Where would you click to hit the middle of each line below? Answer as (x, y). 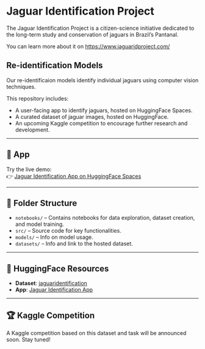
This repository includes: (38, 98)
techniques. (21, 86)
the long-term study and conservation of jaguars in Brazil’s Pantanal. (92, 34)
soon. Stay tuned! (28, 340)
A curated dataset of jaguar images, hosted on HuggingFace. (92, 116)
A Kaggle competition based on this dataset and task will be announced (96, 333)
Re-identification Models (55, 65)
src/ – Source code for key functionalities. (68, 231)
